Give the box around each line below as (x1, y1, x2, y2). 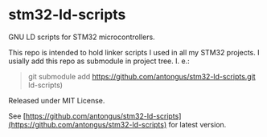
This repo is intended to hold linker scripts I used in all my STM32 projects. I (8, 47, 260, 57)
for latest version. (168, 119, 227, 129)
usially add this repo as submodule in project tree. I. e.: (8, 56, 191, 66)
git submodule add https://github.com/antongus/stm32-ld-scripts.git (27, 71, 256, 81)
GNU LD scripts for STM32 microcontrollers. (8, 32, 155, 42)
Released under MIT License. (8, 95, 105, 105)
